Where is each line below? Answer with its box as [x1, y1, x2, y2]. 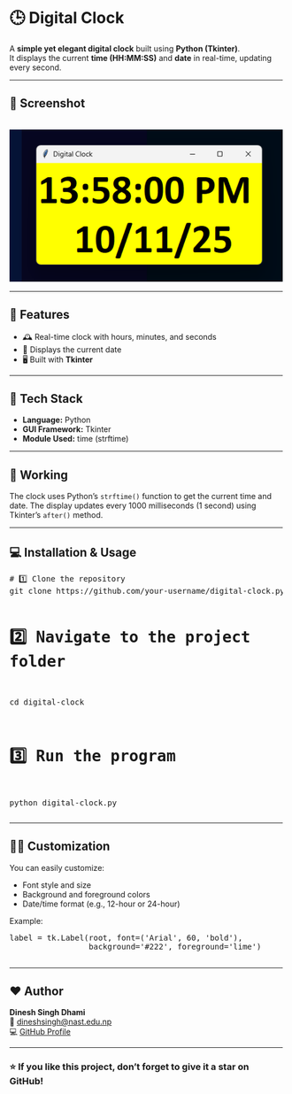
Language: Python [22, 414, 91, 426]
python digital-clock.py [9, 797, 117, 807]
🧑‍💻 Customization [9, 839, 111, 854]
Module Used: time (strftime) [22, 434, 129, 444]
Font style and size [22, 879, 92, 890]
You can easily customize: [9, 862, 105, 873]
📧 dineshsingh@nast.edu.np [9, 1016, 112, 1028]
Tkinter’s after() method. [9, 510, 104, 520]
